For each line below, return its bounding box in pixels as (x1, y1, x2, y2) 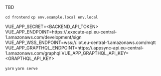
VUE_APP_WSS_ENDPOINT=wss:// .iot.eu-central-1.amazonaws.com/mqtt (5, 39, 156, 45)
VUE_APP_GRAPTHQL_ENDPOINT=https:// (5, 45, 93, 50)
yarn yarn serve (5, 66, 38, 71)
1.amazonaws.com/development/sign (5, 34, 82, 40)
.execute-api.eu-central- (66, 29, 117, 34)
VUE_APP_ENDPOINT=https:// (5, 29, 67, 34)
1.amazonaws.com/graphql (5, 50, 61, 56)
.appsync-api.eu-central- (92, 45, 144, 50)
